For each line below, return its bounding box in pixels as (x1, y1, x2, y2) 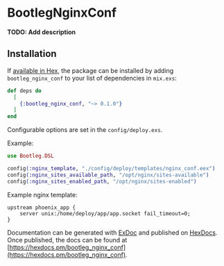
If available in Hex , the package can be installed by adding (7, 66, 174, 74)
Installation (7, 48, 57, 60)
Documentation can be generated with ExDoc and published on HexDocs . (7, 228, 218, 237)
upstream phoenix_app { (7, 203, 76, 211)
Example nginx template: (7, 190, 78, 199)
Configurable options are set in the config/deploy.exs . (7, 126, 163, 134)
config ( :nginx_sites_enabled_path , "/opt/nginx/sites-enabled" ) (7, 178, 197, 185)
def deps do (7, 87, 42, 94)
